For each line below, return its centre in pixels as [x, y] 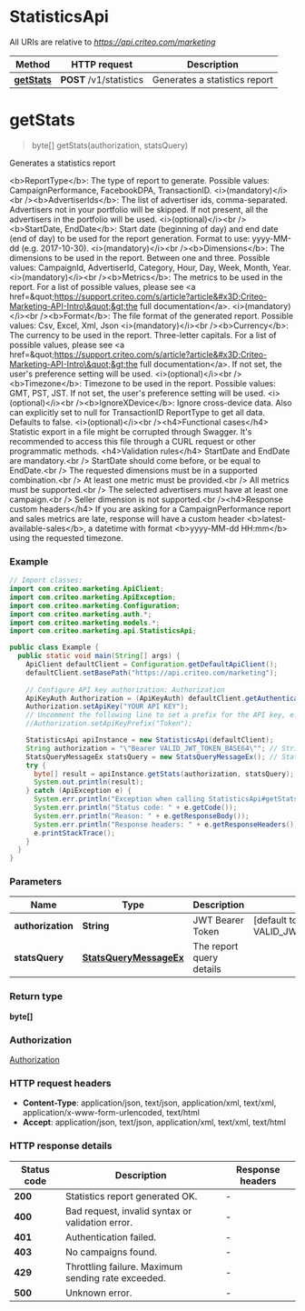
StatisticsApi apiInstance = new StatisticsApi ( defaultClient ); [150, 740]
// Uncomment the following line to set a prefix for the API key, [156, 716]
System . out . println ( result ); [89, 782]
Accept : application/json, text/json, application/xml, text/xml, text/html [154, 1122]
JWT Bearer [218, 920]
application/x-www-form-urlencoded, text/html [111, 1113]
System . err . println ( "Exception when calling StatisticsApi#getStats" [167, 799]
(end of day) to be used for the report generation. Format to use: [130, 238]
